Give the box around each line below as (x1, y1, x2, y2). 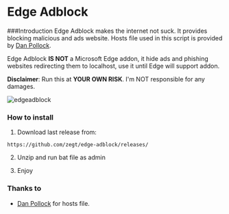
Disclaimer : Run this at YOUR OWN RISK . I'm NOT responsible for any (7, 75, 206, 83)
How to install (7, 112, 53, 122)
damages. (7, 82, 36, 90)
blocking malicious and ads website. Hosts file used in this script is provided (7, 34, 223, 42)
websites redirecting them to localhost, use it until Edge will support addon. (7, 62, 220, 70)
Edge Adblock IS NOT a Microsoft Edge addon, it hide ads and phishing (7, 54, 209, 62)
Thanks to (7, 184, 42, 193)
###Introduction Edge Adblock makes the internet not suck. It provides (7, 27, 208, 35)
